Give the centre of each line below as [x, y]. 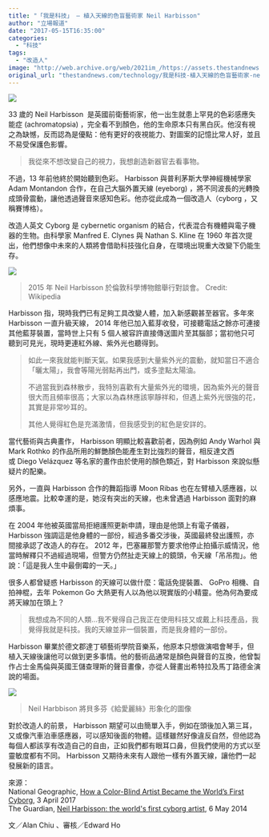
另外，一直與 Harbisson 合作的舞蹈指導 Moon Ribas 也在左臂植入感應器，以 [133, 488]
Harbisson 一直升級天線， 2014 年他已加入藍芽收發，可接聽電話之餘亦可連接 [134, 323]
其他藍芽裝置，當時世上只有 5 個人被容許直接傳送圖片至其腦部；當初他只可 [132, 332]
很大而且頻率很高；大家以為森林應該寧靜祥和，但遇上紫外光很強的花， [144, 396]
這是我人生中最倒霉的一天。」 [73, 565]
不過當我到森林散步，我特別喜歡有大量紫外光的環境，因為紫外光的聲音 [144, 387]
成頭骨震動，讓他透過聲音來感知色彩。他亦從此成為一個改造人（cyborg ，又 [133, 198]
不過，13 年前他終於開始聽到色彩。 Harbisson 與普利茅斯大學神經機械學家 [130, 178]
